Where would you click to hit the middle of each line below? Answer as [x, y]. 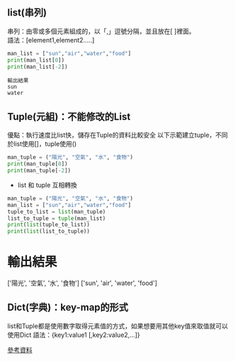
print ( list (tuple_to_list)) [49, 225]
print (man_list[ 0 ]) [36, 60]
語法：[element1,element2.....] [51, 40]
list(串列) [27, 13]
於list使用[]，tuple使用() [42, 144]
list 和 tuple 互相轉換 [47, 185]
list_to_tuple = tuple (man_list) [57, 218]
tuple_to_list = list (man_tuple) [57, 211]
